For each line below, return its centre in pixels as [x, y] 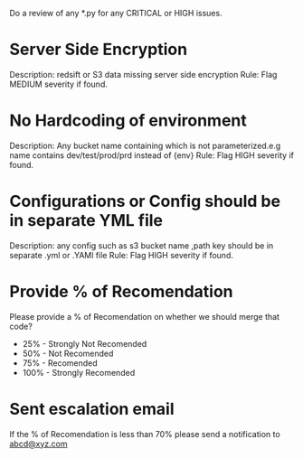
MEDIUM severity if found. [59, 84]
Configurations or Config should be [145, 201]
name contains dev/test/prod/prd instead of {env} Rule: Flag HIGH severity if [151, 155]
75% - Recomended [60, 363]
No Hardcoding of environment [128, 121]
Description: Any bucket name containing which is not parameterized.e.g [145, 145]
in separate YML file [86, 221]
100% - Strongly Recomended [79, 372]
